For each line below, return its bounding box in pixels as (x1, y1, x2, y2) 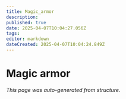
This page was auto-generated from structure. (6, 86, 121, 93)
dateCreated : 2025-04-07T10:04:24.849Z (6, 42, 105, 48)
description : (6, 14, 39, 20)
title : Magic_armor (6, 8, 55, 15)
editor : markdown (6, 36, 49, 42)
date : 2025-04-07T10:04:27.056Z (6, 25, 86, 31)
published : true (6, 19, 46, 25)
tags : (6, 31, 20, 37)
